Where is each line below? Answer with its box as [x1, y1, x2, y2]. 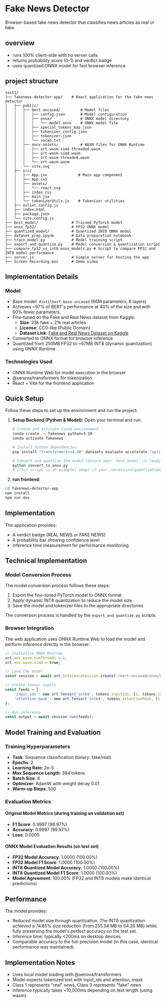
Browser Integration [5, 625, 54, 632]
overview [5, 39, 35, 48]
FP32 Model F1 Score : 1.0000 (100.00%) [12, 859, 95, 865]
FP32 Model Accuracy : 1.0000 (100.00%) [12, 854, 98, 860]
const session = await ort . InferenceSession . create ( [5, 674, 116, 679]
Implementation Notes [5, 958, 76, 967]
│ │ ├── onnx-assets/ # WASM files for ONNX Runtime [5, 142, 145, 147]
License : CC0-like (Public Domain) [19, 325, 90, 331]
